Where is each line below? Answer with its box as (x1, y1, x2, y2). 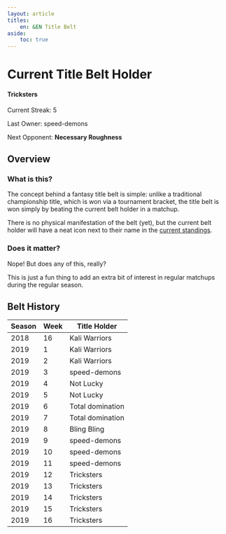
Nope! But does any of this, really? (7, 259, 106, 268)
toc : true (20, 36, 49, 43)
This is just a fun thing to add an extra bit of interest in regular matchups (7, 273, 216, 281)
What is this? (7, 174, 52, 184)
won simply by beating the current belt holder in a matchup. (7, 205, 180, 214)
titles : (7, 17, 30, 24)
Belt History (7, 301, 61, 313)
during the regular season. (7, 280, 84, 289)
